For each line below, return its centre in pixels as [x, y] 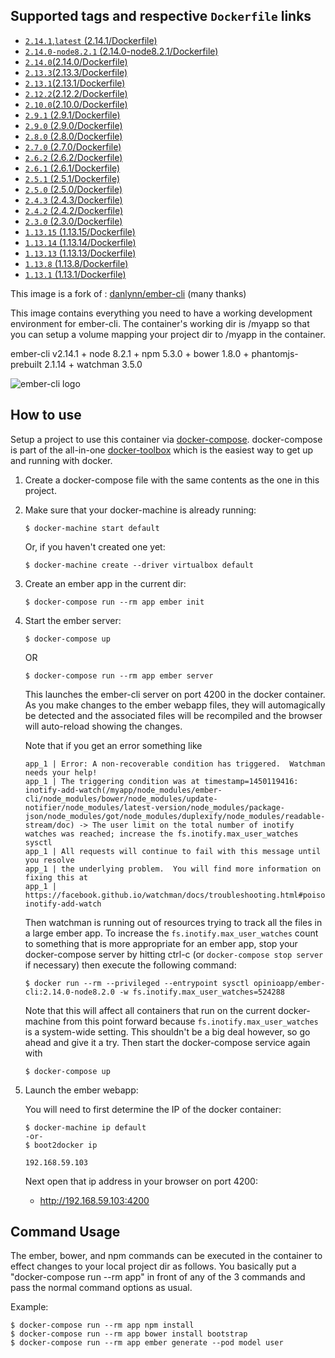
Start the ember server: [73, 620]
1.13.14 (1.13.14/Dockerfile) [80, 242]
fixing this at [56, 877]
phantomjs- [275, 353]
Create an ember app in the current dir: [105, 583]
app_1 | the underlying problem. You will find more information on [173, 869]
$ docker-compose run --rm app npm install [102, 1325]
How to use [46, 415]
